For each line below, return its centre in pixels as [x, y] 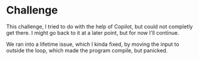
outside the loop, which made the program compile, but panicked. [87, 50]
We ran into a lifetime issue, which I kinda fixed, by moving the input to [93, 44]
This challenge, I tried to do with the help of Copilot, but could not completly [99, 26]
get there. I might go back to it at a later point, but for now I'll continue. [93, 32]
